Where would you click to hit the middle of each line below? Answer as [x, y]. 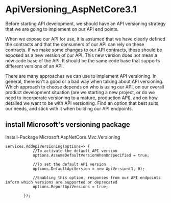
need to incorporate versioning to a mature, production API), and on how [82, 98]
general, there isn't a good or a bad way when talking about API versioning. [84, 81]
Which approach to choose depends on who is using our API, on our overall [85, 87]
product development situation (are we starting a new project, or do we [80, 92]
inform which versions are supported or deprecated [61, 182]
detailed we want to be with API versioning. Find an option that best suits [82, 103]
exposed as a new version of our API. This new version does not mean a [81, 55]
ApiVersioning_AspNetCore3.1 [71, 9]
